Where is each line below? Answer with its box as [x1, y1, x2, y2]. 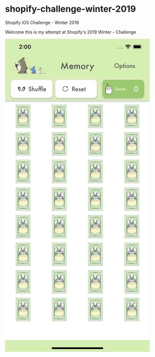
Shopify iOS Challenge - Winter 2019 [5, 20, 79, 25]
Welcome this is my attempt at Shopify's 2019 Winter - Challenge [5, 29, 136, 35]
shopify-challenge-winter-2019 [5, 3, 136, 15]
